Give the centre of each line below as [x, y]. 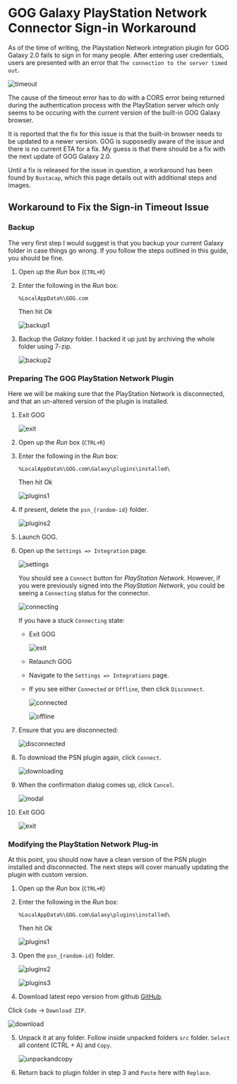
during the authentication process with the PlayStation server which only [114, 105]
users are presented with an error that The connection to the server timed [118, 62]
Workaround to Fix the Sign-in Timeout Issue [109, 208]
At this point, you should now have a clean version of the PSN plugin [107, 860]
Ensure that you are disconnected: [68, 730]
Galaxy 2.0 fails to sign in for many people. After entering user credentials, [116, 55]
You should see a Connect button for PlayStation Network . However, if [119, 578]
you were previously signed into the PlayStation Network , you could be [121, 585]
